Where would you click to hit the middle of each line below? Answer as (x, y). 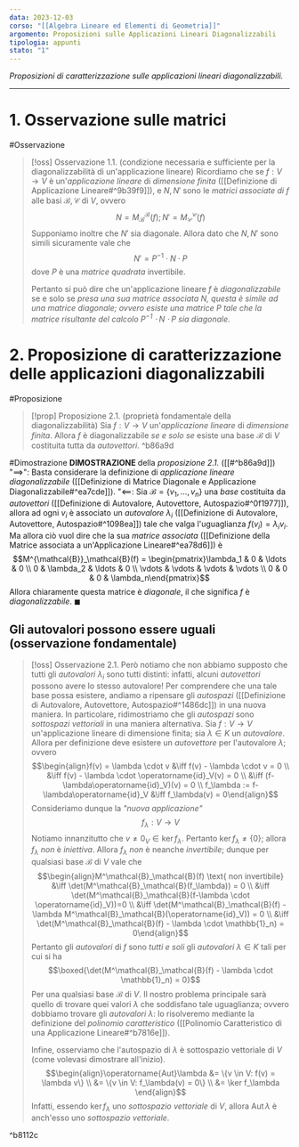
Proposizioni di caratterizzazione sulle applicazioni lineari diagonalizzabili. (146, 76)
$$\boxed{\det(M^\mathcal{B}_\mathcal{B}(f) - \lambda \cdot (161, 971)
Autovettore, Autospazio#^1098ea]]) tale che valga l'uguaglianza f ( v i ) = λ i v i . (149, 525)
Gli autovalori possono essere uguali (113, 629)
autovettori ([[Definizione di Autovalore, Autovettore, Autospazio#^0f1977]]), (149, 503)
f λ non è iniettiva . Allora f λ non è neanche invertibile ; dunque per (150, 851)
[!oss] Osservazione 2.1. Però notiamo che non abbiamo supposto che (159, 664)
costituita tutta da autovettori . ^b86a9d (102, 445)
